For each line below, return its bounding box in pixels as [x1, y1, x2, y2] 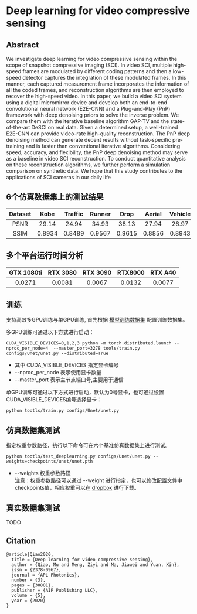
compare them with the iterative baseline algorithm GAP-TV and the [6, 118, 169, 124]
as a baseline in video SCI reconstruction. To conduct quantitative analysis [6, 155, 186, 162]
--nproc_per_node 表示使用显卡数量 [14, 369, 102, 376]
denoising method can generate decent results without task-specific [6, 137, 171, 143]
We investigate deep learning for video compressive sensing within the [6, 56, 178, 62]
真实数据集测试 [6, 503, 60, 513]
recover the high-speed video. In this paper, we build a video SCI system [6, 93, 182, 100]
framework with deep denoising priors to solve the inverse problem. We [6, 111, 179, 118]
